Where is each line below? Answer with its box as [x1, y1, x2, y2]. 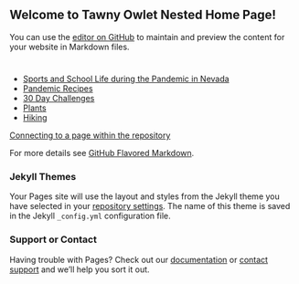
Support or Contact [9, 233, 98, 246]
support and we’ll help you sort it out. [9, 264, 150, 275]
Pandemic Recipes [22, 83, 93, 94]
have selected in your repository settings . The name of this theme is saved [9, 201, 291, 212]
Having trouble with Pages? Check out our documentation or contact [9, 254, 268, 265]
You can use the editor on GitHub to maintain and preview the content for [9, 31, 285, 42]
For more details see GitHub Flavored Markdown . [9, 148, 195, 158]
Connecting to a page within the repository [9, 130, 171, 141]
